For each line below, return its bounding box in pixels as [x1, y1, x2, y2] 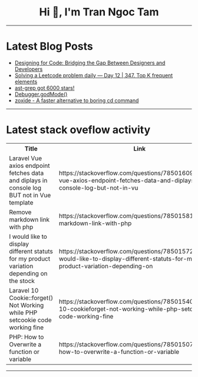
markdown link [9, 215, 50, 223]
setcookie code [9, 316, 52, 324]
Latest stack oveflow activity [6, 123, 151, 136]
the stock [9, 277, 35, 285]
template [9, 198, 34, 206]
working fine [9, 323, 44, 331]
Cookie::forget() [9, 294, 54, 302]
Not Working [9, 301, 44, 309]
